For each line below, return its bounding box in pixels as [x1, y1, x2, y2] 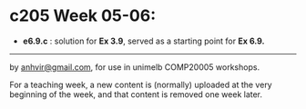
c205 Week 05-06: [9, 5, 157, 26]
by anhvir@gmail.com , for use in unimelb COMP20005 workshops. [9, 61, 260, 73]
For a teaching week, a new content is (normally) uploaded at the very [9, 79, 272, 90]
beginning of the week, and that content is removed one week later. [9, 88, 262, 100]
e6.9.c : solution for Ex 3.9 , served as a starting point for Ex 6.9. [22, 35, 265, 46]
